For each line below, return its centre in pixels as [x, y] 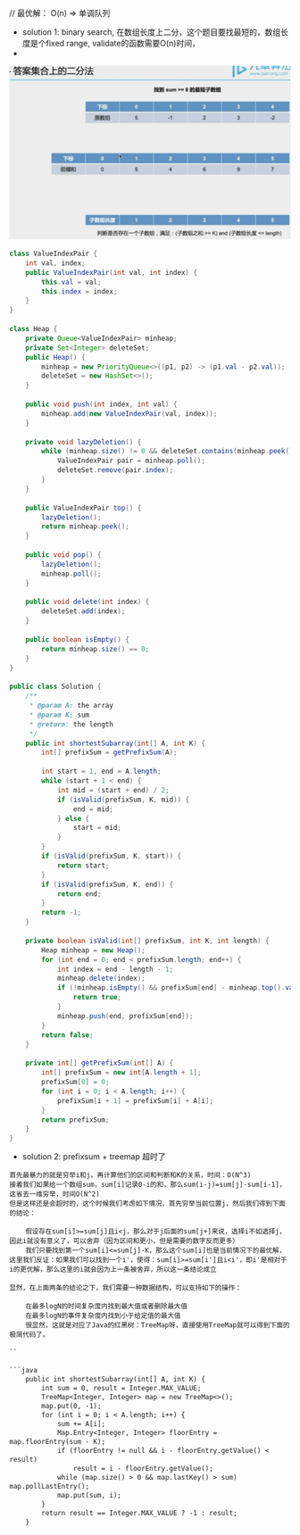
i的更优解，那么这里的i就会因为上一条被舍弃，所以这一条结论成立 [113, 1270]
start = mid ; [97, 828]
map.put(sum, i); [89, 1496]
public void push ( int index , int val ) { [101, 404]
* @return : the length [71, 724]
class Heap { [33, 329]
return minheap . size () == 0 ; [96, 649]
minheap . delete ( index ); [101, 979]
